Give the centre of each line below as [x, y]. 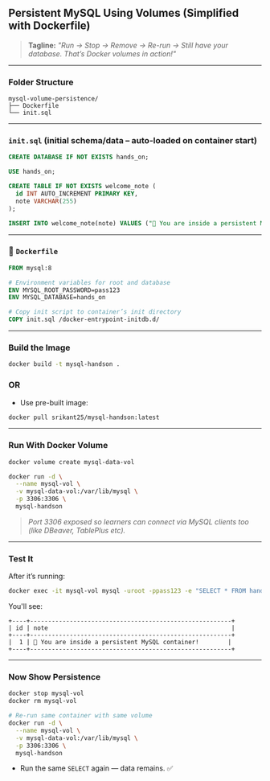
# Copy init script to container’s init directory [95, 312]
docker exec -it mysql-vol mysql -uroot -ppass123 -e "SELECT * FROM [127, 591]
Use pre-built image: [54, 402]
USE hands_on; [32, 172]
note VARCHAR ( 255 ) [47, 201]
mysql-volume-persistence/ [53, 99]
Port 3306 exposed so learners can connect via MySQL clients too [138, 521]
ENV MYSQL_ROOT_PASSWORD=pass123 [64, 290]
